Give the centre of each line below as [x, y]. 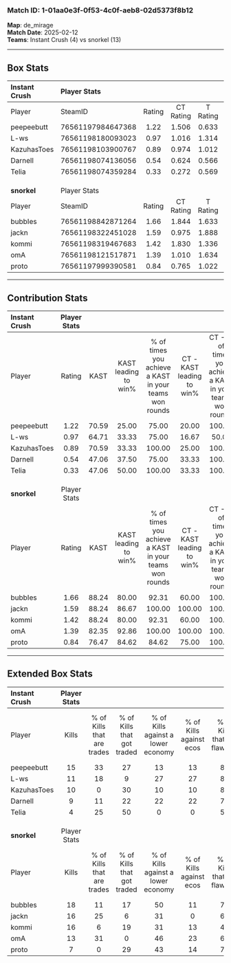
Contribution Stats [47, 298]
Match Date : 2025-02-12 [43, 32]
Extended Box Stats [50, 674]
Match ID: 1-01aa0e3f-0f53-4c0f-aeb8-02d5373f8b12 [100, 10]
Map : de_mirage [30, 25]
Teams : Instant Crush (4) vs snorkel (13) [64, 40]
